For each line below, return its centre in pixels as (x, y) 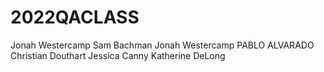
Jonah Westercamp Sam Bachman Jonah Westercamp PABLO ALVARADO (162, 45)
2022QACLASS (75, 17)
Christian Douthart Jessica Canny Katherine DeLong (118, 55)
